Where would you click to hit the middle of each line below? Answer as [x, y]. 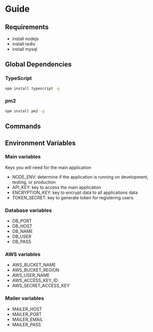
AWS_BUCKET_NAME [34, 265]
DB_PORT [22, 221]
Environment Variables [40, 143]
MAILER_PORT [27, 314]
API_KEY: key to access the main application [57, 187]
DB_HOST [22, 226]
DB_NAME [22, 231]
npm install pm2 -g [25, 111]
